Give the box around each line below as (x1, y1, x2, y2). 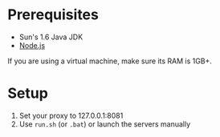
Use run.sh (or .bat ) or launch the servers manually (18, 119, 191, 129)
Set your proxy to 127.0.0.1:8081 (18, 111, 124, 120)
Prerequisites (7, 6, 100, 24)
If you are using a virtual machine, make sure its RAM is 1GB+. (7, 56, 212, 66)
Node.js (18, 40, 46, 50)
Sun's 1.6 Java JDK (18, 32, 84, 42)
